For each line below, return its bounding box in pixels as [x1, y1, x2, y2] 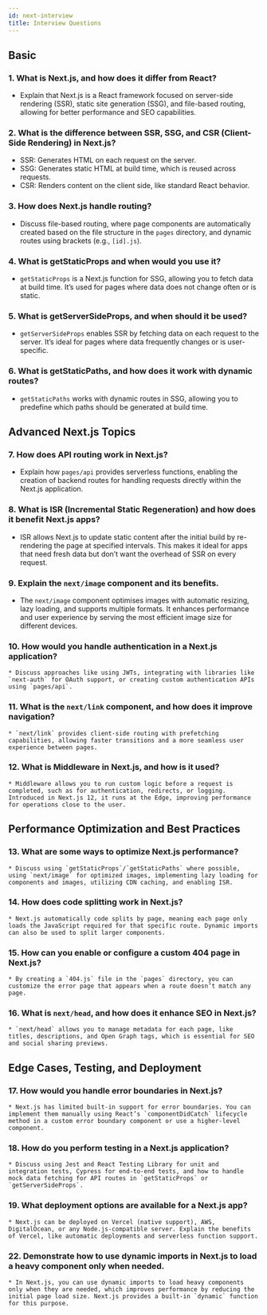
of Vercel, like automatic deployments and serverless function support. [8, 1232, 259, 1240]
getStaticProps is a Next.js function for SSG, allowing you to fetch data [19, 274, 253, 284]
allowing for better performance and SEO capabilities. [19, 108, 197, 117]
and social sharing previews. [8, 1039, 109, 1048]
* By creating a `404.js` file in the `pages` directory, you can [8, 975, 234, 983]
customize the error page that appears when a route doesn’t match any [8, 982, 251, 991]
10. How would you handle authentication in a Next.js [8, 641, 218, 652]
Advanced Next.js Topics [8, 426, 136, 439]
